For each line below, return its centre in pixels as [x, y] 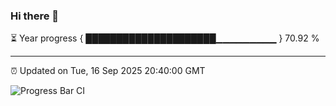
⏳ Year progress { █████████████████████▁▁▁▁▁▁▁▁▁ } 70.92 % [165, 38]
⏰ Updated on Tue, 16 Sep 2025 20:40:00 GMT [108, 71]
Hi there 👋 [35, 16]
